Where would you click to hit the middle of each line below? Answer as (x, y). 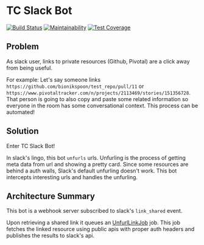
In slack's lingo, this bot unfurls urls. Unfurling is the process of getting (96, 158)
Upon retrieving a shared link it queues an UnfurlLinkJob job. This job (93, 222)
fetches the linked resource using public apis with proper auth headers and (100, 229)
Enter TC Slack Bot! (31, 146)
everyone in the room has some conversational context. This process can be (102, 105)
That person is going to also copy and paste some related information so (97, 99)
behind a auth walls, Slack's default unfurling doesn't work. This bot (92, 171)
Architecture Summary (51, 196)
